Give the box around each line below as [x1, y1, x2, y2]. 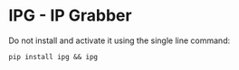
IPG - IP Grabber [8, 5, 132, 26]
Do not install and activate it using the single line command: [8, 35, 231, 46]
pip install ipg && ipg [8, 52, 99, 61]
